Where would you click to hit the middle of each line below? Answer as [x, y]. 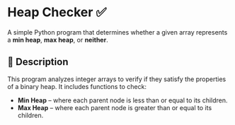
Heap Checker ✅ [57, 12]
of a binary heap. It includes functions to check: [77, 86]
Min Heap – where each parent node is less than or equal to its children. [122, 100]
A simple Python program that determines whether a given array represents [117, 32]
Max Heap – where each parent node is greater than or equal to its [115, 107]
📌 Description [38, 62]
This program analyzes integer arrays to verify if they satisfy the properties [117, 79]
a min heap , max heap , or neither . [58, 40]
